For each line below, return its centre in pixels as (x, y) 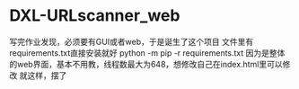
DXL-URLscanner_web (95, 16)
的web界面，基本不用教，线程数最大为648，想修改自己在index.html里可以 (146, 64)
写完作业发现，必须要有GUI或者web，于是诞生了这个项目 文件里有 (132, 41)
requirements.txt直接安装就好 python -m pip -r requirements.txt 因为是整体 (147, 53)
